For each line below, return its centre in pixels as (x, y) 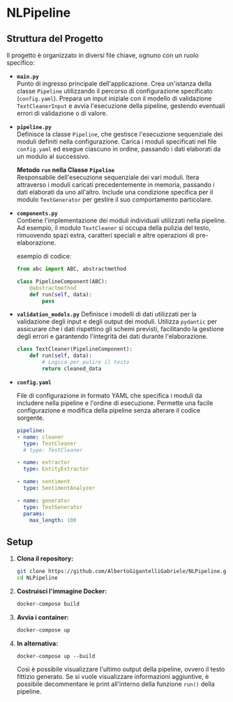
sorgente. (30, 418)
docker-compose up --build (56, 656)
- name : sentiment (43, 482)
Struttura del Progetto (55, 39)
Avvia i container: (43, 617)
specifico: (21, 63)
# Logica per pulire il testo (86, 363)
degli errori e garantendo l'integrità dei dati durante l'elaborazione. (112, 337)
